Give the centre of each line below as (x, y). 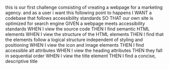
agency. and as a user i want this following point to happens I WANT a (78, 13)
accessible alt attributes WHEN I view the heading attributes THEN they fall (84, 50)
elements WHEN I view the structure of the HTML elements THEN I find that (84, 34)
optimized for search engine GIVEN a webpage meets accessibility (75, 23)
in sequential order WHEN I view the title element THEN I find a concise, (81, 56)
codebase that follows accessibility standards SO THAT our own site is (79, 18)
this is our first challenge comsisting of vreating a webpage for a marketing (84, 7)
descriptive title (22, 61)
